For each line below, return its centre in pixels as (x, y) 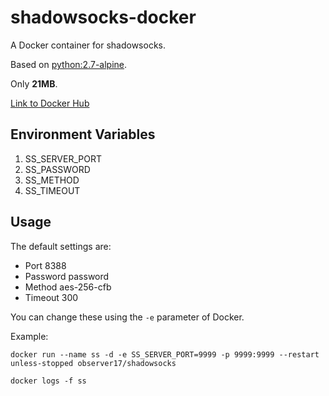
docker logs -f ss (48, 381)
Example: (29, 336)
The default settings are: (61, 246)
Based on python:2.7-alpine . (69, 64)
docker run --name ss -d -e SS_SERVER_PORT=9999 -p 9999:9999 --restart (165, 354)
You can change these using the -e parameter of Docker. (127, 317)
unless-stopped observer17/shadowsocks (93, 363)
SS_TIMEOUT (52, 190)
